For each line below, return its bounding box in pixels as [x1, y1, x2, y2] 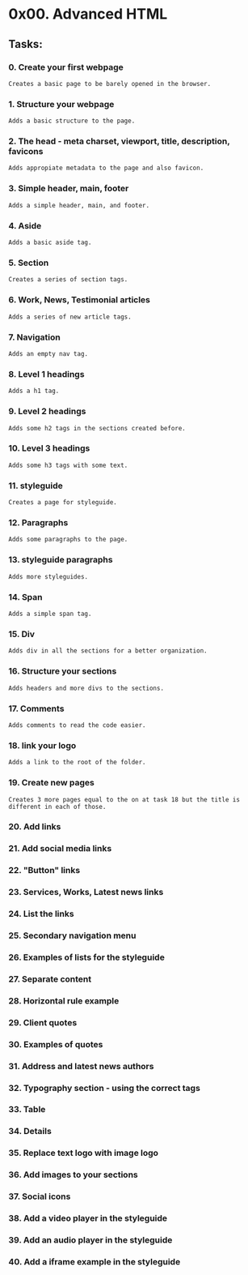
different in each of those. [8, 802, 107, 811]
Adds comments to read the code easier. [8, 721, 147, 729]
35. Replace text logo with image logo [8, 1148, 159, 1159]
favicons [8, 146, 44, 157]
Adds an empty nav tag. [8, 349, 89, 357]
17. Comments [8, 703, 65, 714]
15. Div [8, 628, 35, 640]
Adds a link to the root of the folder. [8, 759, 147, 767]
